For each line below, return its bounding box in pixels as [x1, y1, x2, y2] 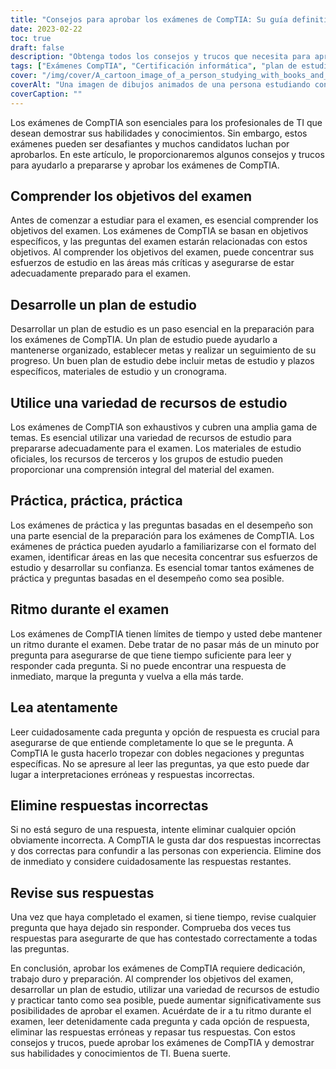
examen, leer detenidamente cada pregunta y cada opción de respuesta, [10, 1016, 310, 1028]
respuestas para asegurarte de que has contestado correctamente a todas [10, 932, 318, 945]
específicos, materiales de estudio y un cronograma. [10, 366, 227, 378]
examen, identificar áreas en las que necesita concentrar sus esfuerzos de [10, 551, 318, 563]
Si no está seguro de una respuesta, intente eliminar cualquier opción [10, 824, 297, 836]
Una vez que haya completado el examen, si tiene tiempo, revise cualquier [10, 911, 317, 923]
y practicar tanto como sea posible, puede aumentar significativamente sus [10, 994, 322, 1006]
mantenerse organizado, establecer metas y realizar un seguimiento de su [10, 344, 317, 356]
